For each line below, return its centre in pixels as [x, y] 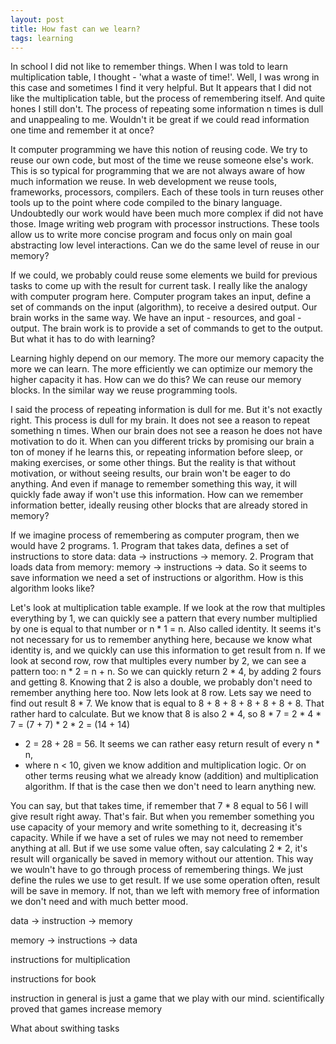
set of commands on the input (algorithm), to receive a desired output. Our [164, 307]
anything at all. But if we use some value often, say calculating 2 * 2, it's [159, 848]
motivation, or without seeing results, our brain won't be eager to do [150, 473]
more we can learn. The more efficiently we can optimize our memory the [161, 369]
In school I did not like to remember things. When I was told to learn [149, 67]
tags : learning [42, 38]
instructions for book [53, 979]
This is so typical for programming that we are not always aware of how [158, 171]
